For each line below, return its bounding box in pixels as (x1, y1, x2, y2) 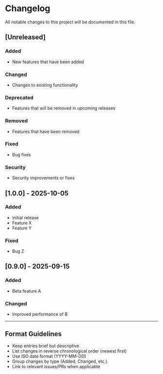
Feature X (12, 220, 32, 225)
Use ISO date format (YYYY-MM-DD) (12, 353, 86, 359)
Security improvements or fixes (12, 175, 75, 181)
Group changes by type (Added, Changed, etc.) (12, 358, 108, 364)
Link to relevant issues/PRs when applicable (12, 363, 100, 369)
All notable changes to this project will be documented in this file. (5, 19, 136, 25)
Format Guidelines (5, 330, 62, 338)
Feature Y (12, 225, 32, 231)
